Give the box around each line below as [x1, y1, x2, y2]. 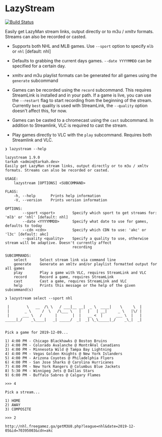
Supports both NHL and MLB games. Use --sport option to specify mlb [12, 43, 154, 49]
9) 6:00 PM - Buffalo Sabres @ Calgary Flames [5, 373, 101, 377]
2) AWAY [5, 402, 21, 407]
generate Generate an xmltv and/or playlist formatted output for [14, 261, 158, 266]
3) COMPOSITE [5, 407, 32, 412]
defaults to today [5, 223, 42, 228]
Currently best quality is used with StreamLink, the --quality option [12, 102, 148, 108]
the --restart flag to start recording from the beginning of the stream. [12, 97, 153, 103]
